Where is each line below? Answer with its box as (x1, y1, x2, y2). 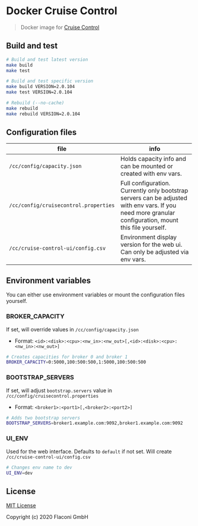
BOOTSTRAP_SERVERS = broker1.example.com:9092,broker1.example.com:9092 (6, 420, 183, 427)
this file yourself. (120, 224, 167, 232)
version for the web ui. (120, 241, 183, 249)
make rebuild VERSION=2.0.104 (6, 111, 81, 117)
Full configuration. (120, 179, 171, 188)
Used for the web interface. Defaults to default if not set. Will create (6, 448, 172, 455)
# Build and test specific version (6, 78, 94, 84)
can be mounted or (120, 162, 173, 170)
